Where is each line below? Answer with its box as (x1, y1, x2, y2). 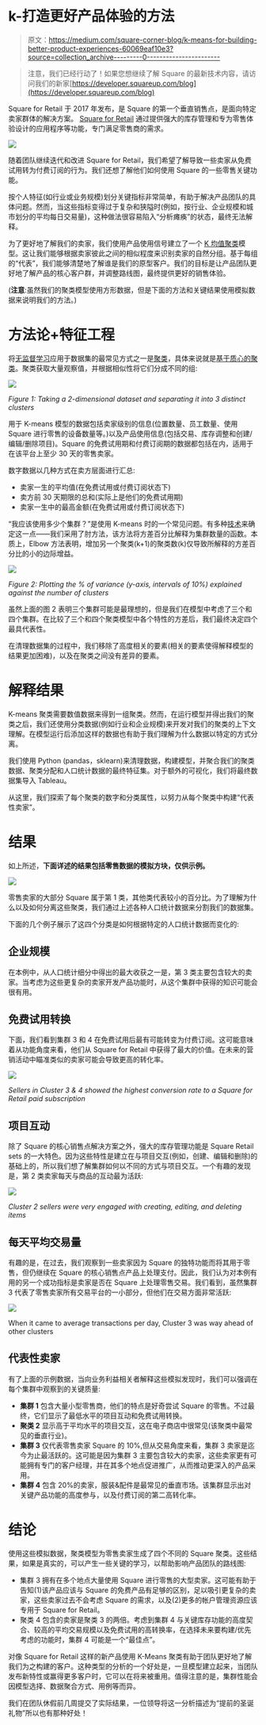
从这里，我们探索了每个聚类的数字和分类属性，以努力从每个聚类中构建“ (8, 792, 241, 801)
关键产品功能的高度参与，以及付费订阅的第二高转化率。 (19, 1490, 200, 1499)
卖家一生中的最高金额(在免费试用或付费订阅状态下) (19, 502, 185, 511)
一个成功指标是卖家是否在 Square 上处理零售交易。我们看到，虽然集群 (28, 1278, 257, 1287)
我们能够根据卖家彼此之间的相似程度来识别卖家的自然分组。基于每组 (35, 248, 258, 258)
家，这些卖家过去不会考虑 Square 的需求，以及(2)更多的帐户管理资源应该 (19, 1595, 258, 1605)
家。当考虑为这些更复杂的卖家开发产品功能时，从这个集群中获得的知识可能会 (8, 977, 258, 987)
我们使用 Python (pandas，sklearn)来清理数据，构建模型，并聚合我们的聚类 (8, 755, 255, 765)
